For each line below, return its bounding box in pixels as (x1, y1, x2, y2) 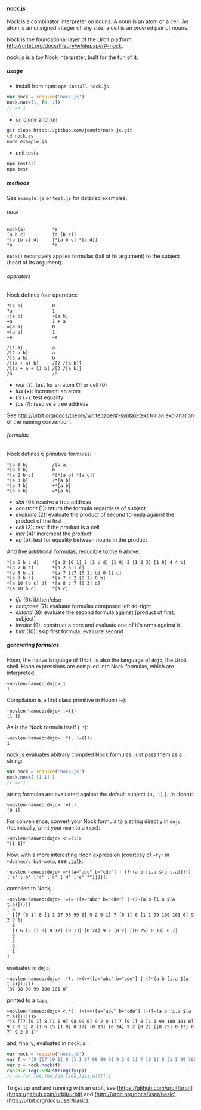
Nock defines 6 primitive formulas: (7, 450, 92, 457)
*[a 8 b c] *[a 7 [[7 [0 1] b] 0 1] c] (7, 570, 122, 576)
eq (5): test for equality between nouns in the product (15, 536, 147, 543)
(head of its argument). (7, 259, 63, 266)
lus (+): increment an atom (15, 387, 81, 394)
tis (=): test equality (15, 394, 64, 401)
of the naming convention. (7, 418, 72, 425)
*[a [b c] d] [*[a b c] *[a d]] (7, 237, 98, 243)
